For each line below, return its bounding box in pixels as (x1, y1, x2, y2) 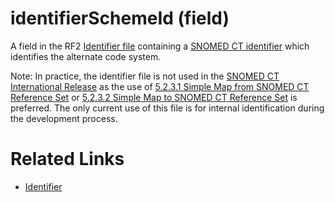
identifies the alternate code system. (10, 50, 162, 62)
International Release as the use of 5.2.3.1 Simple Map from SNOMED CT (10, 80, 310, 92)
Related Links (10, 148, 125, 171)
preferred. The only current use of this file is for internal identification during (10, 102, 325, 114)
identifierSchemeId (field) (10, 7, 230, 30)
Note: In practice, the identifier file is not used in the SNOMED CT (10, 70, 280, 82)
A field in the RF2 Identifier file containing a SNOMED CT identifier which (10, 40, 310, 52)
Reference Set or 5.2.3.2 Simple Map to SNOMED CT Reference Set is (10, 91, 298, 103)
